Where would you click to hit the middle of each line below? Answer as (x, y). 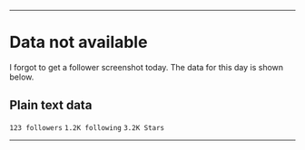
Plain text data (51, 105)
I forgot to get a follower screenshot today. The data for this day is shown (147, 67)
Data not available (79, 42)
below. (22, 77)
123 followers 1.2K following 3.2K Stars (87, 127)
